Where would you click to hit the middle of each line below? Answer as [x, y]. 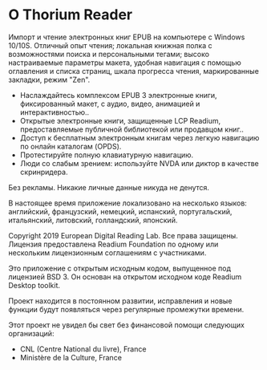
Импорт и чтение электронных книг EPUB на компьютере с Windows [127, 37]
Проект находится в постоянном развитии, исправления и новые [120, 301]
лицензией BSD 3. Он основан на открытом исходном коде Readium [125, 276]
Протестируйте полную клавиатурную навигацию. [107, 155]
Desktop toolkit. [34, 285]
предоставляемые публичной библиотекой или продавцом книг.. [132, 129]
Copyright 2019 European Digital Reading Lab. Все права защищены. [123, 235]
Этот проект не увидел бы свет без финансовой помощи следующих [126, 325]
